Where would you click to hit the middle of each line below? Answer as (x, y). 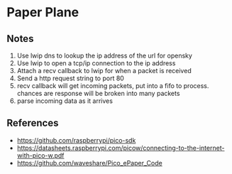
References (33, 123)
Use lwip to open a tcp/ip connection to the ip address (96, 63)
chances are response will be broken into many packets (98, 93)
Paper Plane (43, 12)
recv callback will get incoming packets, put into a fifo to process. (113, 86)
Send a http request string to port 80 (71, 78)
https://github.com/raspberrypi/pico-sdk (76, 140)
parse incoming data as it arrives (65, 101)
